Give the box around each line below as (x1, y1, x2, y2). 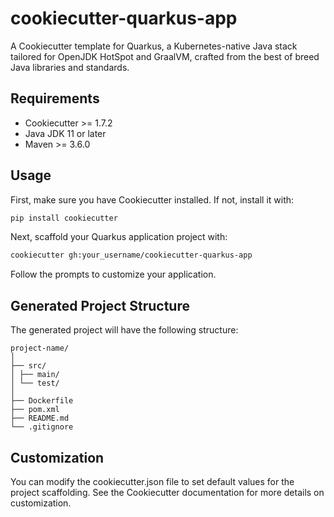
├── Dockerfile (10, 396, 74, 406)
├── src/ (10, 361, 47, 371)
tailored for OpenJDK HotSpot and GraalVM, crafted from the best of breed (10, 50, 320, 62)
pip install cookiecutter (10, 213, 118, 223)
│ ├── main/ (10, 370, 60, 380)
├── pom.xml (10, 405, 60, 415)
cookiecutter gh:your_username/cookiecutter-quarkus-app (10, 250, 253, 261)
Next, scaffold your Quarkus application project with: (10, 231, 228, 243)
